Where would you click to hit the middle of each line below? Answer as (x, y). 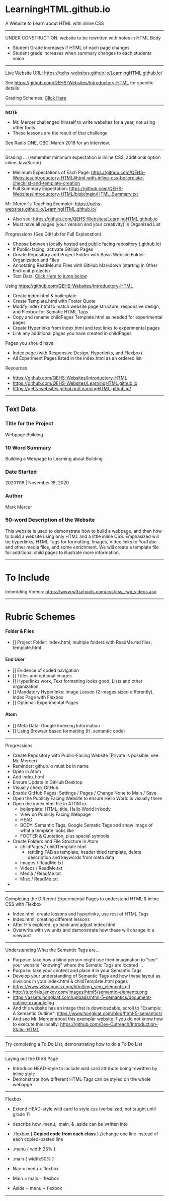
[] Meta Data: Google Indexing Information (56, 725)
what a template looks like (47, 830)
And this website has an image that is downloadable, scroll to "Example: (87, 1008)
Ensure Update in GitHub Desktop (48, 782)
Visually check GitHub (35, 788)
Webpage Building (24, 434)
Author (14, 496)
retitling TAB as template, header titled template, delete (84, 852)
